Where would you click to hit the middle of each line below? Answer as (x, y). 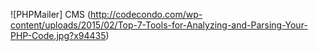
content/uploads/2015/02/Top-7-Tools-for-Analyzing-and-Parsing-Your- (159, 25)
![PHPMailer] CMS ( (51, 14)
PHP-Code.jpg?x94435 (58, 35)
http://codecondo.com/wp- (146, 14)
